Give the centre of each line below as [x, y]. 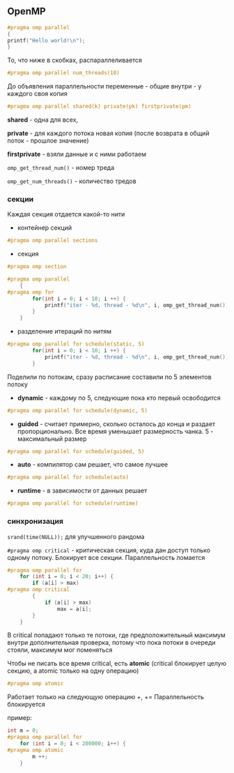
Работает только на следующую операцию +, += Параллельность [106, 697]
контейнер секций [45, 228]
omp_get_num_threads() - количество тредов [72, 181]
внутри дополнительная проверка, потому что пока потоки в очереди [111, 643]
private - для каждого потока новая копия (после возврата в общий [108, 133]
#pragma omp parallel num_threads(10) [63, 73]
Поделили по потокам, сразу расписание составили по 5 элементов [109, 377]
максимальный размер [52, 439]
